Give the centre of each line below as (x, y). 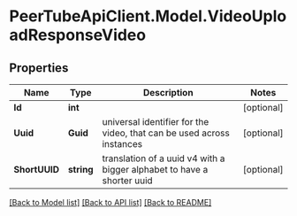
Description (168, 93)
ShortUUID (37, 170)
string (81, 170)
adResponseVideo (78, 35)
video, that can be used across (166, 133)
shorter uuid (127, 181)
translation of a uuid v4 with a (164, 158)
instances (122, 144)
